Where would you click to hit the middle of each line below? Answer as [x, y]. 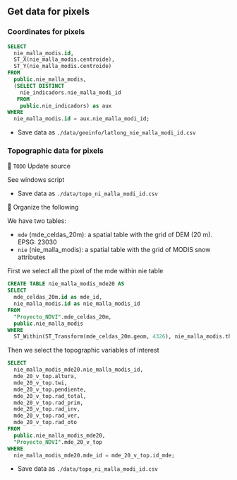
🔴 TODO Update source [39, 166]
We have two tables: [37, 221]
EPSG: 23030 [37, 242]
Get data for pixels [49, 12]
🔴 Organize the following [43, 207]
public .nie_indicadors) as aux [66, 105]
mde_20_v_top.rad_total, [50, 396]
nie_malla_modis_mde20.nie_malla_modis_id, [78, 370]
